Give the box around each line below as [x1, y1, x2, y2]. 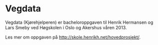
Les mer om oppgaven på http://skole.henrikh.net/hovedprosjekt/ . [5, 34, 141, 40]
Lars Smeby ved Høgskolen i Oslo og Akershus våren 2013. [5, 24, 127, 30]
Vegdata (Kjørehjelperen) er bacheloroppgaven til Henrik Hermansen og [5, 19, 153, 25]
